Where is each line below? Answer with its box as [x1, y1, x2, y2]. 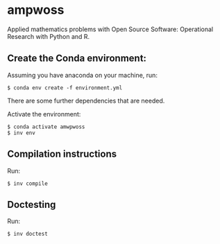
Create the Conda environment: [7, 53, 147, 64]
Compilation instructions [7, 148, 117, 160]
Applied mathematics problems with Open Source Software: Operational [7, 25, 214, 33]
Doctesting [7, 198, 56, 210]
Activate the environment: [7, 110, 81, 118]
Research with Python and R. [7, 32, 90, 40]
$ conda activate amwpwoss [7, 123, 85, 130]
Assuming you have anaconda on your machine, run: [7, 71, 158, 79]
